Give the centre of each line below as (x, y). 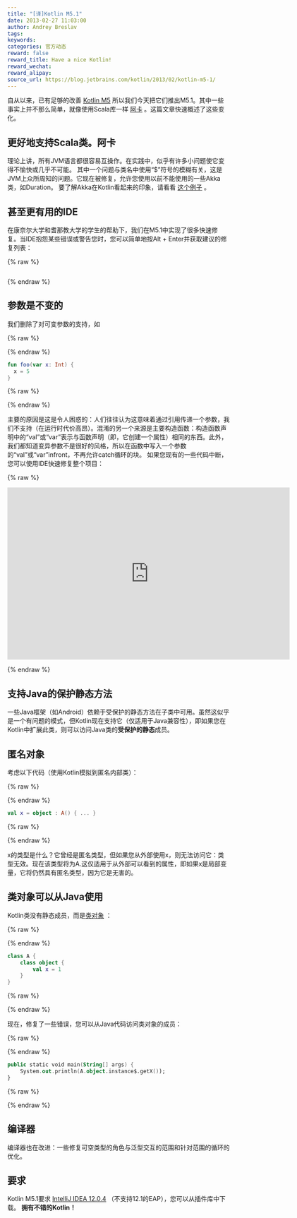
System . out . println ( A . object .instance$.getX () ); (93, 1071)
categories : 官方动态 (37, 47)
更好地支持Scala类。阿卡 (62, 142)
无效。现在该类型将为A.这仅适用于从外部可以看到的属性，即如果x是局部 (117, 864)
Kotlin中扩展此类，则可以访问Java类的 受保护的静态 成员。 (91, 730)
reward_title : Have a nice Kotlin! (60, 60)
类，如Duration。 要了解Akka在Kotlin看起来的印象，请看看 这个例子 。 (109, 187)
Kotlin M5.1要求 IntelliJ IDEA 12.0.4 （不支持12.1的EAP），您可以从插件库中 (114, 1199)
